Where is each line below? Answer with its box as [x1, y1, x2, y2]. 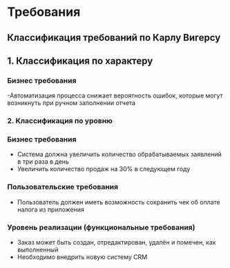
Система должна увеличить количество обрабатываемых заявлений [17, 150, 222, 159]
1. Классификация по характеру [7, 55, 153, 66]
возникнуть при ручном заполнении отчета [7, 99, 136, 107]
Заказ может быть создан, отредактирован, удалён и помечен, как [17, 238, 216, 247]
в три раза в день [17, 157, 69, 166]
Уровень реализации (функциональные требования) [7, 222, 195, 232]
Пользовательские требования [7, 182, 119, 192]
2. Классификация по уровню [7, 116, 113, 126]
